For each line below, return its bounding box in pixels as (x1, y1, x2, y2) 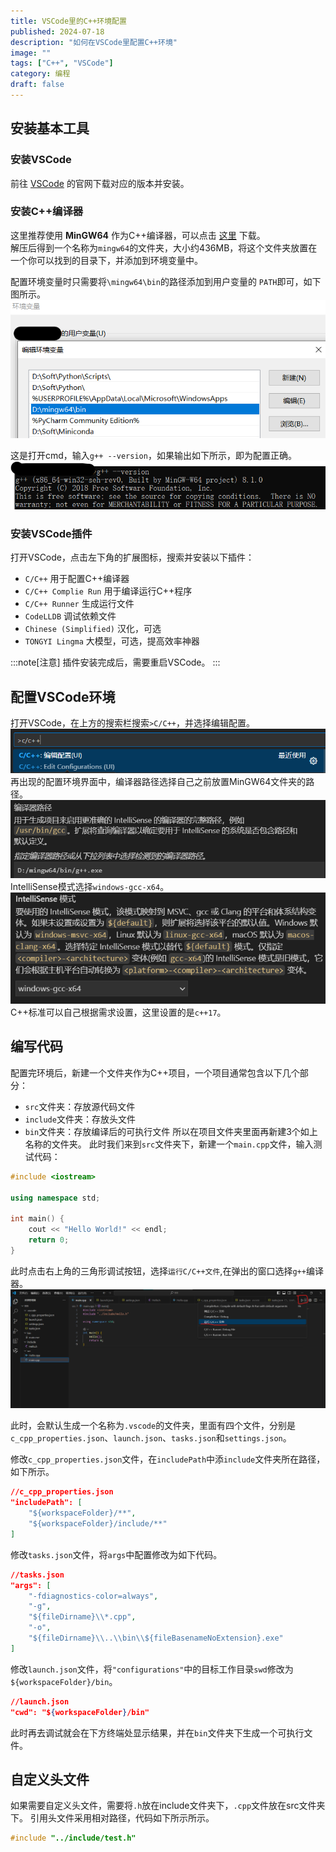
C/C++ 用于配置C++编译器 (24, 573, 130, 585)
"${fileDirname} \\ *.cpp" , (28, 1612, 137, 1622)
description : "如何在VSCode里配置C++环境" (10, 37, 178, 47)
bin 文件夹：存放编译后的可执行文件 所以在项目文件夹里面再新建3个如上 (24, 1125, 318, 1137)
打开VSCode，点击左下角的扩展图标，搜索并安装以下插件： (10, 551, 255, 564)
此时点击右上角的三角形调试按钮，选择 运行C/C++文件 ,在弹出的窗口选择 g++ (10, 1265, 307, 1277)
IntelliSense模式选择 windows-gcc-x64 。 (10, 881, 170, 893)
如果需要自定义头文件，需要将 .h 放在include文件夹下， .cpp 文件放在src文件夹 (10, 1800, 326, 1812)
